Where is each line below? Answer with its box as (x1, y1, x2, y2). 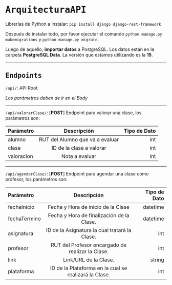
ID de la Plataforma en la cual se (50, 264, 127, 272)
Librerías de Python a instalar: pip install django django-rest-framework (5, 21, 161, 27)
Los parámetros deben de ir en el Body (5, 95, 88, 101)
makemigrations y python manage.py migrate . (5, 36, 99, 42)
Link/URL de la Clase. (63, 256, 115, 263)
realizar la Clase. (69, 247, 109, 255)
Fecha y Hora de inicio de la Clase (48, 203, 130, 210)
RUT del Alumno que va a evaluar (38, 136, 119, 143)
